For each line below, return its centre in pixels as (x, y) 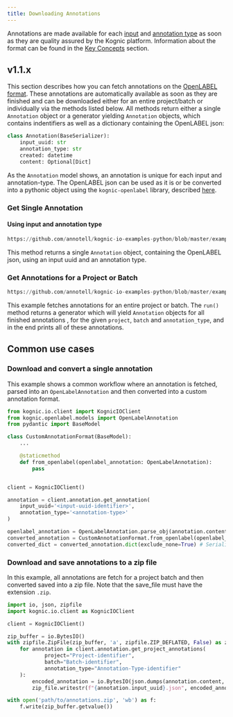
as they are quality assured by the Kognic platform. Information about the (112, 41)
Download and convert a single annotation (80, 369)
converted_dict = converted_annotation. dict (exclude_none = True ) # (105, 544)
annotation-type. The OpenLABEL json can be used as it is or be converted (114, 182)
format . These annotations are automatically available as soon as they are (112, 94)
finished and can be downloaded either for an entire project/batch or (105, 101)
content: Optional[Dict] (55, 162)
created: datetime (46, 156)
